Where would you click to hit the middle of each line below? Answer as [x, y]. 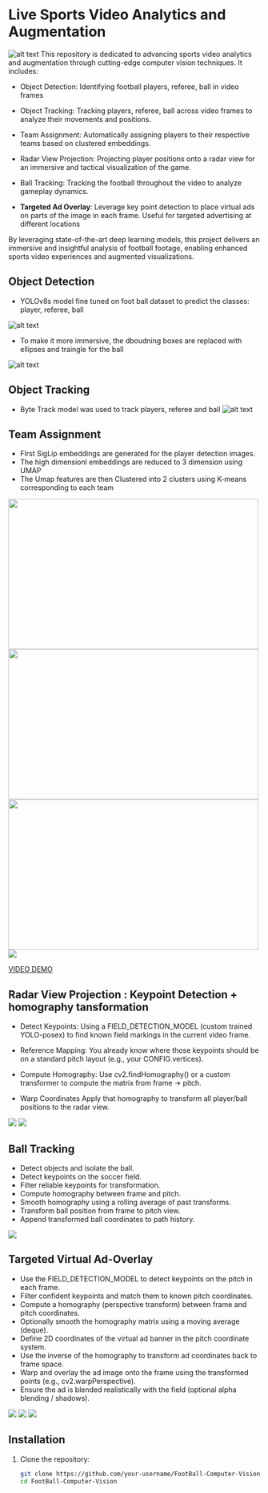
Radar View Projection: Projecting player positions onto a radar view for [138, 159]
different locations [50, 224]
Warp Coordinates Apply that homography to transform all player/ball [134, 1099]
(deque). [34, 1329]
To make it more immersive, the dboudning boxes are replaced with [131, 340]
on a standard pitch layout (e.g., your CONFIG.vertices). [112, 1059]
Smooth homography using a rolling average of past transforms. [126, 1202]
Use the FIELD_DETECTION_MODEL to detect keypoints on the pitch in [136, 1279]
